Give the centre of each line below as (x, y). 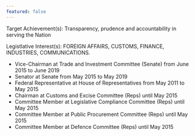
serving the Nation (29, 35)
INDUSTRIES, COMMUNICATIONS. (48, 52)
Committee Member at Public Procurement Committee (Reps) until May (101, 114)
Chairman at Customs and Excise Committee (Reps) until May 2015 (96, 95)
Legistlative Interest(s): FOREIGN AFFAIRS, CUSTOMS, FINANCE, (85, 46)
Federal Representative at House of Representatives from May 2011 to (100, 83)
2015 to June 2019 (37, 70)
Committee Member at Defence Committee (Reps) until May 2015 (94, 127)
